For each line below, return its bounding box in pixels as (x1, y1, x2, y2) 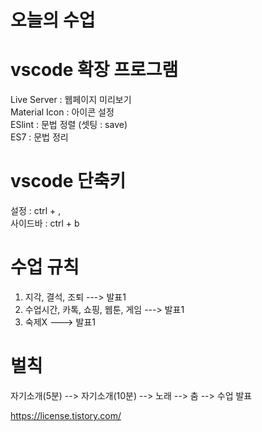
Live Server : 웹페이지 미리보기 (10, 94, 132, 106)
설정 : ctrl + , (10, 205, 62, 217)
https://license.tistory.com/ (10, 409, 122, 421)
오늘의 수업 (10, 9, 96, 32)
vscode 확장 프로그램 (10, 59, 179, 81)
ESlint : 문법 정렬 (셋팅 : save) (10, 119, 128, 131)
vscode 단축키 (10, 170, 127, 193)
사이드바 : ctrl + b (10, 217, 80, 230)
